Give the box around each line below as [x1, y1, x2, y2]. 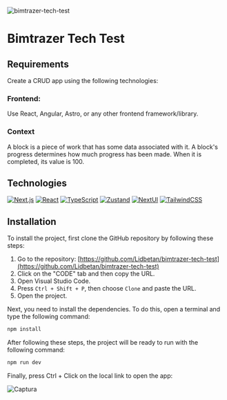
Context [7, 127, 35, 136]
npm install [7, 326, 41, 333]
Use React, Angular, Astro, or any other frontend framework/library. [7, 109, 199, 118]
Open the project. [17, 291, 68, 300]
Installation [7, 215, 57, 228]
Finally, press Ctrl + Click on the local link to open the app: [7, 371, 173, 380]
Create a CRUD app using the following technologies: [7, 77, 159, 84]
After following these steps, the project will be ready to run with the [7, 338, 199, 347]
